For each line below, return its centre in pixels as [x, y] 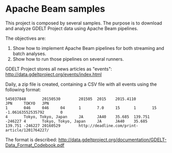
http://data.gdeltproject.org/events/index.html [53, 74]
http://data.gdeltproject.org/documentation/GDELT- [112, 139]
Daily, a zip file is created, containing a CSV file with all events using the [81, 84]
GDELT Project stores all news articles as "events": [59, 69]
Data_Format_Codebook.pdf [35, 145]
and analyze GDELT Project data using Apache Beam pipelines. [72, 28]
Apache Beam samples [55, 9]
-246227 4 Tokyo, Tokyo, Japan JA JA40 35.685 [76, 121]
